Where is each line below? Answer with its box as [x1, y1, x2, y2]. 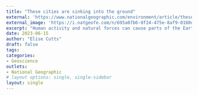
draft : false [6, 42, 38, 48]
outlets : [6, 63, 28, 70]
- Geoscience [6, 58, 38, 64]
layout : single [6, 80, 44, 86]
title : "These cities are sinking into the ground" [6, 8, 136, 15]
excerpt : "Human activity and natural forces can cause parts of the [6, 25, 181, 31]
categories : [6, 53, 35, 58]
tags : [6, 47, 19, 53]
